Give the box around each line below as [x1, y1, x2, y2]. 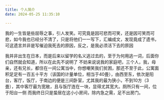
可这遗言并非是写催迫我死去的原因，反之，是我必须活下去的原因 [5, 42, 133, 48]
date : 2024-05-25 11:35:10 [5, 12, 60, 17]
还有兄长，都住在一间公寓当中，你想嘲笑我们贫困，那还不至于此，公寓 [13, 65, 155, 71]
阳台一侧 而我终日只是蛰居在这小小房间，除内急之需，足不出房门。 [9, 89, 143, 96]
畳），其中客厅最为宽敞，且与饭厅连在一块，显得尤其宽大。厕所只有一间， [5, 83, 153, 89]
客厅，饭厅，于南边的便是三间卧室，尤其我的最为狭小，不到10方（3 [13, 77, 149, 83]
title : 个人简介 [5, 7, 35, 12]
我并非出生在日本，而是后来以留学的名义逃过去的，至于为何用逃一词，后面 [5, 52, 155, 59]
